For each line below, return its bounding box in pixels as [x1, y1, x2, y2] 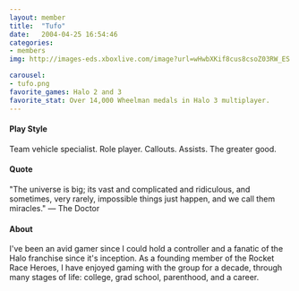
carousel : [9, 71, 47, 81]
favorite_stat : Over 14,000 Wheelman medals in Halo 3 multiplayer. [9, 96, 270, 105]
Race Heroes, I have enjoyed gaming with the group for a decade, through [9, 262, 283, 273]
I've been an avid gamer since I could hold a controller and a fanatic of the [9, 244, 284, 254]
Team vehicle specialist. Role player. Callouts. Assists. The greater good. [9, 143, 278, 154]
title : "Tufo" [9, 21, 66, 30]
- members [9, 47, 47, 56]
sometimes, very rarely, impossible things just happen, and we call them [9, 193, 276, 204]
